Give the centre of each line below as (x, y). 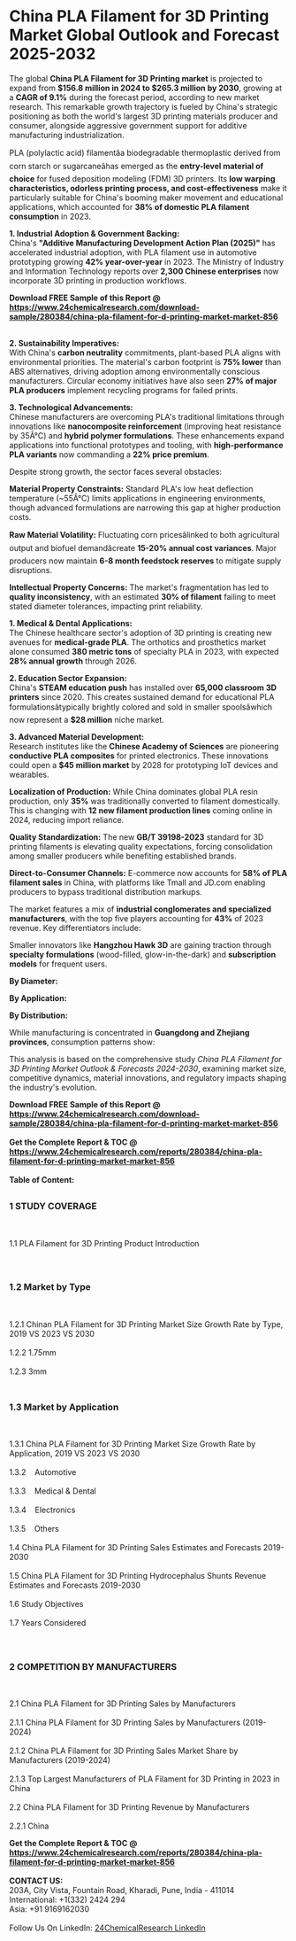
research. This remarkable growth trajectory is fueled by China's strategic (144, 106)
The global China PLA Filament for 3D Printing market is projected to (136, 78)
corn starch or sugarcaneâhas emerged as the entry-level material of (137, 166)
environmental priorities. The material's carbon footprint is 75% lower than (145, 361)
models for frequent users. (58, 964)
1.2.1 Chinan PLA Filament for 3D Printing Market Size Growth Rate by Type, (146, 1324)
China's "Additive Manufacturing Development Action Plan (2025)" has (142, 243)
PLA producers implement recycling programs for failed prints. (124, 390)
